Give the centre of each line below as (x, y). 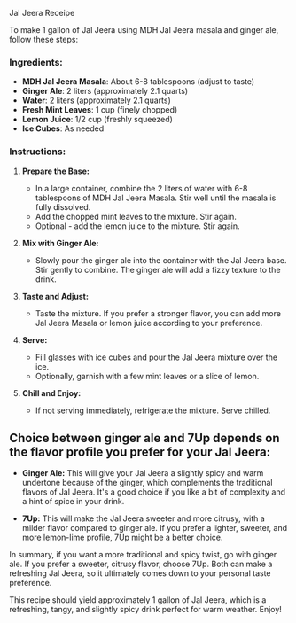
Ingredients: (36, 62)
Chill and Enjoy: (51, 393)
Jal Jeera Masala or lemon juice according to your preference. (149, 323)
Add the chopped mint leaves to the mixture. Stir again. (136, 216)
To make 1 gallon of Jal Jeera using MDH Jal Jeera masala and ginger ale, (144, 30)
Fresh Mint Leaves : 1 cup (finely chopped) (100, 110)
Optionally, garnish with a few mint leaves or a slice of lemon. (147, 376)
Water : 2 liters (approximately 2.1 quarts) (96, 100)
